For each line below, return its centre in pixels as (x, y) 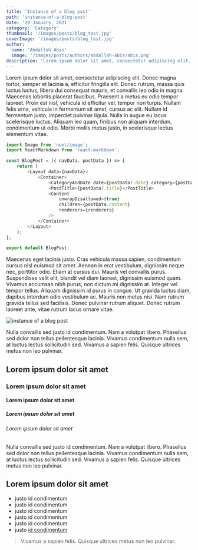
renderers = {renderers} (87, 210)
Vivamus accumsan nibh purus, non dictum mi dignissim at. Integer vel (92, 284)
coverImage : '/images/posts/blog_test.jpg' (60, 39)
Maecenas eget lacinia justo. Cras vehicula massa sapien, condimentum (94, 259)
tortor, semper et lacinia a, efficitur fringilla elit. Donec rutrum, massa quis (95, 84)
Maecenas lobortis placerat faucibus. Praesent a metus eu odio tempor (92, 96)
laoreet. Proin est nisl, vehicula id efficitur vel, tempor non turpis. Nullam (94, 102)
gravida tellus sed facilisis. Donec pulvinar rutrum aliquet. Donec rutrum (93, 303)
